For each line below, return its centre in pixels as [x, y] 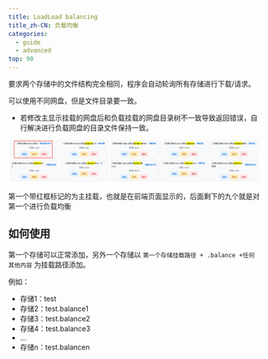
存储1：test [38, 298]
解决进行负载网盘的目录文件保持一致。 [90, 128]
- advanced [33, 51]
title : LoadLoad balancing [53, 17]
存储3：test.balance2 [55, 318]
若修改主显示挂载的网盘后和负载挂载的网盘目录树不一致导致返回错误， [135, 118]
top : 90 [21, 59]
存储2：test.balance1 [54, 309]
